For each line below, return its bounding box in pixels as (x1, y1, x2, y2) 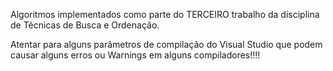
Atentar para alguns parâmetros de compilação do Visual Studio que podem (10, 39, 323, 50)
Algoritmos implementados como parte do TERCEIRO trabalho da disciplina (10, 9, 320, 20)
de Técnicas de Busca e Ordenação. (10, 19, 160, 31)
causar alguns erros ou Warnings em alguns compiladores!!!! (10, 49, 261, 61)
